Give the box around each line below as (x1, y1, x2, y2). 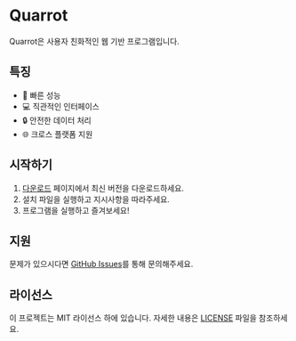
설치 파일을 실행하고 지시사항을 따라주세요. (21, 193, 171, 205)
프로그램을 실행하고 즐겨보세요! (21, 205, 131, 215)
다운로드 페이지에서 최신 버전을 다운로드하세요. (21, 183, 185, 193)
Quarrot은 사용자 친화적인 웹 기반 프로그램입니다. (9, 36, 180, 46)
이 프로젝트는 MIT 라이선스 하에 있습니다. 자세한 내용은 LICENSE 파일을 (9, 313, 258, 323)
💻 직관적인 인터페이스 (21, 101, 100, 111)
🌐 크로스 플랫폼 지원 (21, 128, 93, 139)
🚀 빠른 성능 (21, 90, 61, 101)
